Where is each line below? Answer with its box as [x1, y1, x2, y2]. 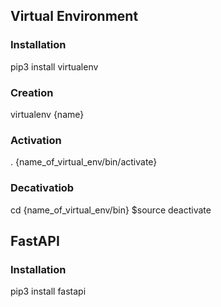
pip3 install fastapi [10, 285, 87, 298]
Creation [10, 85, 54, 99]
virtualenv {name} [10, 108, 85, 120]
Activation [10, 133, 62, 147]
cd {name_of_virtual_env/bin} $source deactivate [10, 204, 212, 216]
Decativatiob [10, 181, 75, 195]
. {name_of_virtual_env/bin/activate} [10, 156, 158, 168]
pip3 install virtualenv [10, 60, 99, 73]
